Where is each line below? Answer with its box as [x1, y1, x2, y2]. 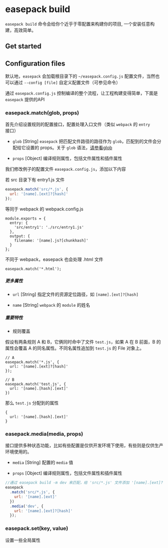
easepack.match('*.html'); [5, 266, 62, 271]
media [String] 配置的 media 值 [12, 459, 74, 465]
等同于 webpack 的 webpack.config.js [5, 206, 84, 212]
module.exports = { [5, 216, 46, 221]
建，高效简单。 [5, 27, 36, 33]
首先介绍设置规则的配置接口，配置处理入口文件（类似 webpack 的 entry [5, 121, 150, 127]
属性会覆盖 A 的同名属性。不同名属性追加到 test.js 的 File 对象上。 [5, 345, 144, 351]
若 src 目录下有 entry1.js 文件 [5, 177, 65, 183]
